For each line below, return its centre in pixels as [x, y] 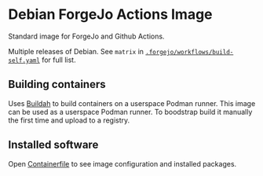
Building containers [57, 84]
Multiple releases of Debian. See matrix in [76, 51]
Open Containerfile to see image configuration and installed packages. [122, 163]
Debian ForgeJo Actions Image [111, 15]
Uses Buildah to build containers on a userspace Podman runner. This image [132, 103]
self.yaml [24, 60]
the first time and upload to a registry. [69, 120]
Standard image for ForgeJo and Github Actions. [86, 36]
